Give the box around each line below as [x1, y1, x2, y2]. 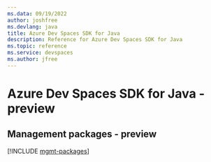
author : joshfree [7, 17, 58, 24]
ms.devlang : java [7, 23, 58, 30]
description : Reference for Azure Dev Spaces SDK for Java [7, 36, 183, 43]
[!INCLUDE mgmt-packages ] [7, 147, 89, 155]
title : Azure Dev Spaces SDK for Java [7, 29, 120, 37]
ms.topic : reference [7, 43, 68, 50]
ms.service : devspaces [7, 50, 73, 57]
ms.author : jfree [7, 56, 58, 63]
